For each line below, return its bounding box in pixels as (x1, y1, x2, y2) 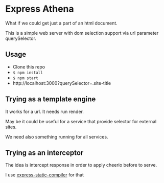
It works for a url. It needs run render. (5, 108, 84, 115)
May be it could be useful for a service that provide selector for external (5, 118, 157, 124)
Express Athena (5, 3, 74, 15)
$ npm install (12, 70, 43, 75)
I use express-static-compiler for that (5, 172, 84, 178)
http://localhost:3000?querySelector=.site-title (12, 80, 111, 86)
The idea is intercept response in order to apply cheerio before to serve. (5, 162, 157, 168)
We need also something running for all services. (5, 133, 108, 140)
